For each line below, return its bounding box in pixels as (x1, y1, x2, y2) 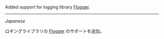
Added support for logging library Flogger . (5, 4, 90, 10)
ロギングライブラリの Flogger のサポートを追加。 (5, 28, 104, 34)
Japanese (5, 18, 25, 24)
